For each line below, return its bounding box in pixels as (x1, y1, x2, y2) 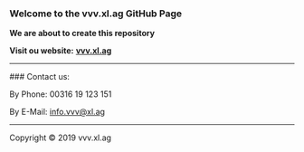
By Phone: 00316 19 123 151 (9, 89, 112, 100)
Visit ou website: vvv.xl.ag (9, 45, 112, 56)
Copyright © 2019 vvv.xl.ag (9, 132, 111, 143)
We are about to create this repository (9, 28, 156, 39)
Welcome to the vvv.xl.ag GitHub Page (9, 7, 183, 20)
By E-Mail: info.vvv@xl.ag (9, 107, 106, 118)
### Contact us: (9, 71, 71, 82)
